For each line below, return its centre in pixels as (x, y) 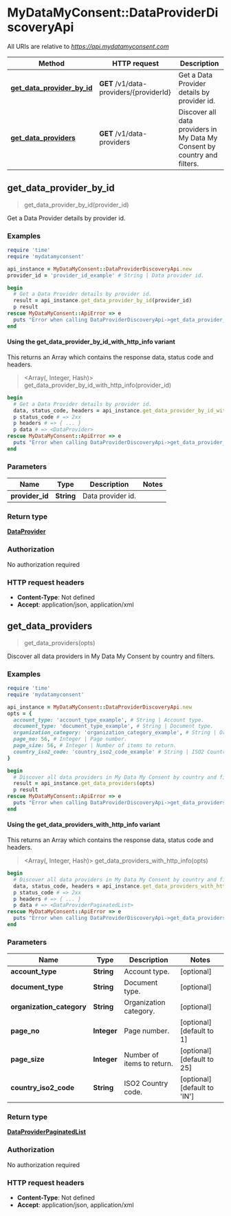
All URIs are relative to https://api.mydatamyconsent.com (88, 46)
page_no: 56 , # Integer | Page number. (70, 739)
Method (52, 63)
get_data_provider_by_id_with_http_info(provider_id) (98, 385)
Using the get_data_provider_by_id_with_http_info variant (91, 342)
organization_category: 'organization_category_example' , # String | (115, 733)
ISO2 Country (146, 1084)
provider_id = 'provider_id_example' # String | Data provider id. (106, 275)
